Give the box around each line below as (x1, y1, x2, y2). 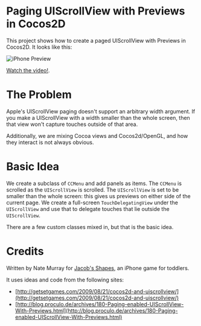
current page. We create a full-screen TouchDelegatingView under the (6, 199, 178, 206)
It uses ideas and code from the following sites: (6, 276, 124, 283)
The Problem (6, 88, 72, 102)
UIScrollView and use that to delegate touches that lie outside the (6, 205, 170, 212)
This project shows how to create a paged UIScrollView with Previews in (6, 37, 186, 44)
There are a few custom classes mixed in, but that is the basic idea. (6, 223, 174, 230)
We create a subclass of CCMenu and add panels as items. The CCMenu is (6, 180, 182, 187)
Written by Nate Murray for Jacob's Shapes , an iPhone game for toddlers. (6, 264, 190, 272)
